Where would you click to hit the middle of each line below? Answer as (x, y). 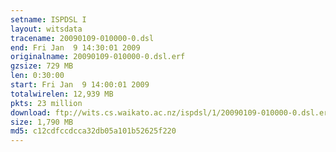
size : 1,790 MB (42, 122)
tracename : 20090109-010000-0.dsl (82, 38)
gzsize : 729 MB (42, 66)
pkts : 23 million (46, 103)
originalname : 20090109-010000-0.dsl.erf (98, 57)
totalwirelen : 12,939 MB (62, 94)
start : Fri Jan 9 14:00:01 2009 (80, 85)
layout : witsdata (46, 29)
